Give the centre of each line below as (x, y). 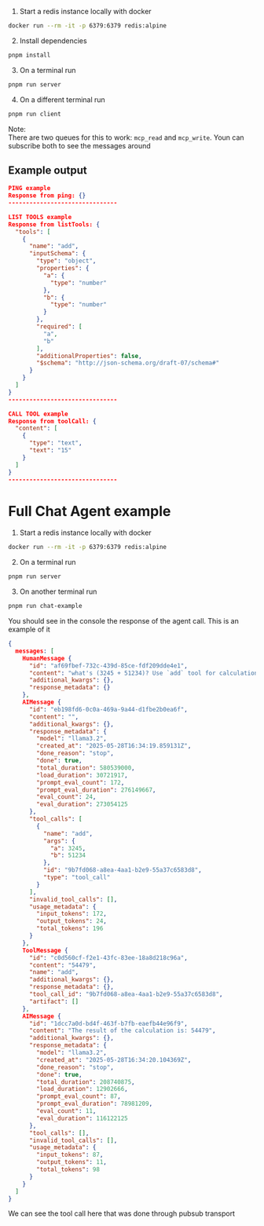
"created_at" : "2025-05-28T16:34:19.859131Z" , (114, 746)
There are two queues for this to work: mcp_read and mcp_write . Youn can (126, 137)
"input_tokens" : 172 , (72, 914)
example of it (29, 629)
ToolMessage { (45, 950)
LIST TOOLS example (40, 217)
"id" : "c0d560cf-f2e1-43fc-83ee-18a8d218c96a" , (108, 957)
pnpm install (29, 55)
